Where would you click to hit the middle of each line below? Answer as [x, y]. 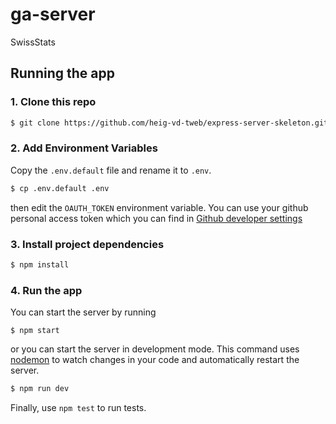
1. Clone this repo [53, 102]
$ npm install [40, 264]
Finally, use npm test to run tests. [78, 408]
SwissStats [33, 42]
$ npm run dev [40, 389]
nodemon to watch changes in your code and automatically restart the [155, 360]
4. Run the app [46, 290]
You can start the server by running [83, 312]
